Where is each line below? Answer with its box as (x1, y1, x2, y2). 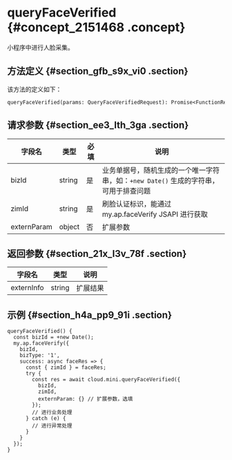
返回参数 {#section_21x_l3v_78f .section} (7, 247, 187, 260)
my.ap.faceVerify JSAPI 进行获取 (101, 209, 209, 219)
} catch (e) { (25, 415, 67, 422)
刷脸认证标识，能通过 (101, 199, 171, 209)
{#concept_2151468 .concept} (7, 19, 186, 35)
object (59, 222, 80, 231)
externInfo (10, 283, 44, 293)
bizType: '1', (19, 352, 60, 359)
